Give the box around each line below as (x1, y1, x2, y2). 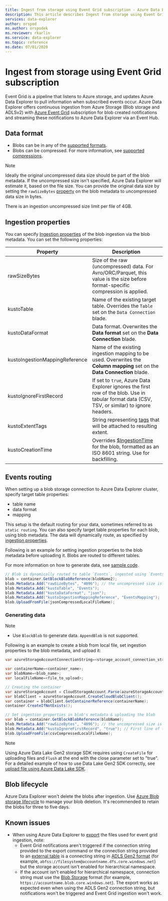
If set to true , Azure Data (92, 377, 150, 384)
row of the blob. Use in (92, 389, 145, 396)
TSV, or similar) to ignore (92, 402, 151, 409)
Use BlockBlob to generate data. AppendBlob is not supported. (12, 633, 138, 639)
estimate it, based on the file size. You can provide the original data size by (5, 183, 159, 189)
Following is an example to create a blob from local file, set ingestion (5, 642, 146, 648)
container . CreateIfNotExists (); (5, 703, 72, 708)
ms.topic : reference (5, 40, 48, 45)
